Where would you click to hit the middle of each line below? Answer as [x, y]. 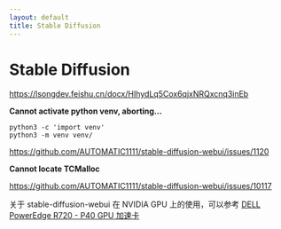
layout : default [39, 17]
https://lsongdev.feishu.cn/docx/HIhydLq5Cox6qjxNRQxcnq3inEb [129, 94]
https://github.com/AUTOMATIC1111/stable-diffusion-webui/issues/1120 [139, 152]
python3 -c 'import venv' [57, 128]
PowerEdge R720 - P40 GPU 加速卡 [74, 216]
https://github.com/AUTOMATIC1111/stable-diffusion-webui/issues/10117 [140, 186]
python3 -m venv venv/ [51, 135]
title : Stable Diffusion [55, 26]
